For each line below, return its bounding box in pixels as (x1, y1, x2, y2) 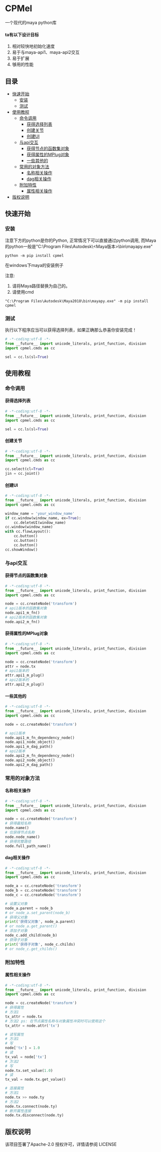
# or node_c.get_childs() (5, 946, 57, 952)
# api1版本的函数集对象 (5, 606, 48, 611)
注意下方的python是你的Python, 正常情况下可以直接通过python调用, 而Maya (5, 237, 157, 243)
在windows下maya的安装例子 (5, 262, 64, 268)
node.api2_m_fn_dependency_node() (5, 753, 75, 758)
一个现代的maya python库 (5, 19, 57, 25)
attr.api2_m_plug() (5, 682, 45, 687)
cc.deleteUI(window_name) (14, 520, 66, 525)
